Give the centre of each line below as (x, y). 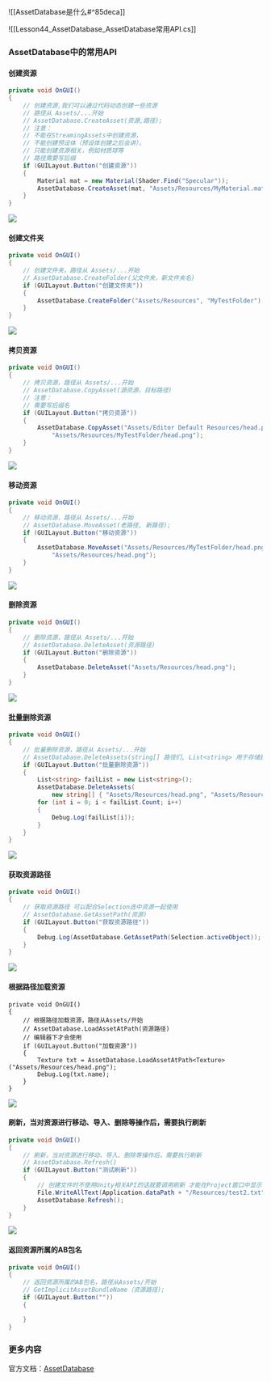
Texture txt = (61, 1060)
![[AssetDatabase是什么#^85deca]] (67, 12)
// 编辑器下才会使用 (52, 1037)
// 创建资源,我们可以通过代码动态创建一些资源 (90, 105)
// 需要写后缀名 (46, 405)
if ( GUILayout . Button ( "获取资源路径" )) (86, 922)
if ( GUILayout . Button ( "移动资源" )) (80, 532)
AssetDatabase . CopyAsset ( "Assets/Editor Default (121, 428)
